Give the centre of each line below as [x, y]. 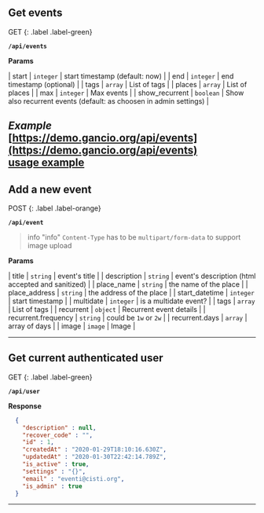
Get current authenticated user [86, 358]
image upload [49, 246]
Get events [35, 13]
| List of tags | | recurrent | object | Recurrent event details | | [107, 310]
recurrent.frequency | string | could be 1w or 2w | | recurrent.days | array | [128, 318]
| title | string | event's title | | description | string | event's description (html [132, 276]
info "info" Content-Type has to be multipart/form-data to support [134, 237]
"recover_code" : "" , [57, 435]
